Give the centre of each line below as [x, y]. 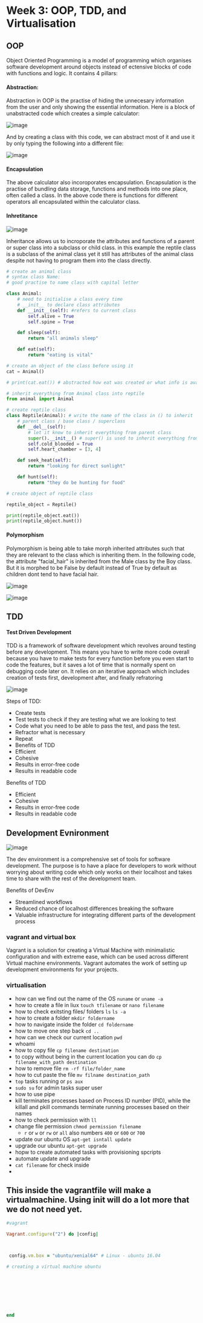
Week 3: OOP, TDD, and [66, 11]
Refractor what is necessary [50, 732]
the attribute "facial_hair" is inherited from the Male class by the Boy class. [99, 561]
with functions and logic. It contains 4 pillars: [62, 73]
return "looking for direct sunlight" [77, 466]
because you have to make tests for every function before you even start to [100, 658]
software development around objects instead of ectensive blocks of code [99, 67]
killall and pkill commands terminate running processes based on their [102, 1107]
